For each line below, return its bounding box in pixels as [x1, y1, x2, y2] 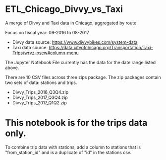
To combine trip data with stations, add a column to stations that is [5, 144, 141, 150]
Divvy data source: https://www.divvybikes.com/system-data [12, 39, 138, 45]
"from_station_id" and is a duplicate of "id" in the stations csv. [5, 149, 132, 155]
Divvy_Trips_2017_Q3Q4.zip [12, 94, 68, 100]
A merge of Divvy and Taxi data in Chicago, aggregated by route [5, 20, 137, 26]
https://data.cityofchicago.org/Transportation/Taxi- [49, 44, 154, 50]
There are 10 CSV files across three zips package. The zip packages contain [5, 74, 161, 80]
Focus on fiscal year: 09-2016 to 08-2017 [5, 29, 89, 35]
